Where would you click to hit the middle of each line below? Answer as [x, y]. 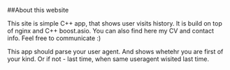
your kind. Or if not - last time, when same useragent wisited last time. [108, 59]
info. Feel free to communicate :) [54, 38]
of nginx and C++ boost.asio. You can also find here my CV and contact [111, 31]
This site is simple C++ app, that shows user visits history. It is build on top [115, 23]
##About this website [38, 10]
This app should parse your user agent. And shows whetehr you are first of [115, 52]
